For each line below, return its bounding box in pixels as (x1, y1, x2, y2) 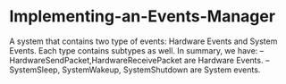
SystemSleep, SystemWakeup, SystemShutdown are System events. (9, 64, 261, 75)
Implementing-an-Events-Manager (9, 6, 275, 27)
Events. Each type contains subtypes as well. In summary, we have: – (9, 45, 265, 55)
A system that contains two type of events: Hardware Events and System (9, 36, 278, 46)
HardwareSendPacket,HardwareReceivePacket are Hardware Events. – (9, 55, 270, 65)
